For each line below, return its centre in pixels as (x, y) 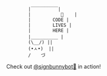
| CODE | (49, 20)
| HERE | (49, 30)
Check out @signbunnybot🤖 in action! (54, 67)
